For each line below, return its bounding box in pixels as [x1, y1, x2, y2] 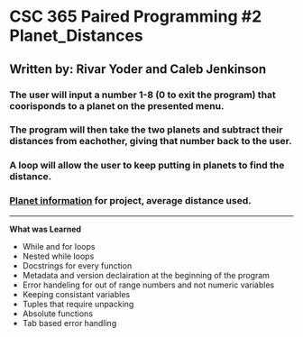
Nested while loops [22, 250, 95, 261]
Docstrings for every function [22, 260, 133, 271]
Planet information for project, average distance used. [9, 195, 252, 207]
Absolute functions [22, 308, 93, 319]
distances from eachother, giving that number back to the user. [9, 135, 292, 148]
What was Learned [9, 223, 82, 234]
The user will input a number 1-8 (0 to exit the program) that [9, 88, 277, 101]
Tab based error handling [22, 317, 117, 328]
